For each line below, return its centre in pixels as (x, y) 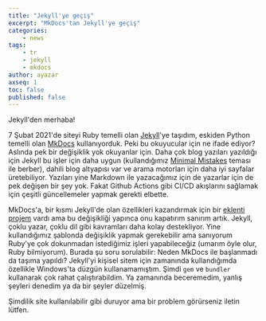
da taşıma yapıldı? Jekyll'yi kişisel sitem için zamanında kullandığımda (123, 260)
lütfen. (19, 310)
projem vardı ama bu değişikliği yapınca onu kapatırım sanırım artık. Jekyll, (131, 218)
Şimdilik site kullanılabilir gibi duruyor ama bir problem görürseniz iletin (124, 301)
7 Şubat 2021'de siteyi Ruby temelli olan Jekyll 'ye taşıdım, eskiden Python (129, 135)
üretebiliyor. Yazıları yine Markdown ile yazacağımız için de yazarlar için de (131, 178)
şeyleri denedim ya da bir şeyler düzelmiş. (77, 286)
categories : (28, 30)
